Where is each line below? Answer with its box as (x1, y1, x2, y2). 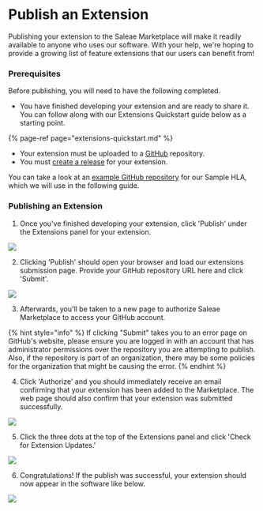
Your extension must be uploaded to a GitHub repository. (19, 148, 205, 159)
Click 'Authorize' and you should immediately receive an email (19, 377, 222, 386)
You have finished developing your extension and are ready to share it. (19, 101, 250, 111)
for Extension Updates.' (19, 440, 96, 449)
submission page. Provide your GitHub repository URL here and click (19, 265, 243, 275)
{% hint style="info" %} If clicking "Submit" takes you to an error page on (8, 328, 247, 337)
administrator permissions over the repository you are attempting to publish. (8, 344, 256, 354)
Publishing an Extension (8, 201, 103, 212)
